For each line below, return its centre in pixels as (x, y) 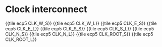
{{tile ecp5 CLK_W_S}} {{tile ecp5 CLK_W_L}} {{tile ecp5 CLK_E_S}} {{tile (81, 23)
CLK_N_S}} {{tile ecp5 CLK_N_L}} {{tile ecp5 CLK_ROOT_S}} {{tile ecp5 (79, 34)
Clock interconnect (46, 9)
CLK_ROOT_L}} (21, 39)
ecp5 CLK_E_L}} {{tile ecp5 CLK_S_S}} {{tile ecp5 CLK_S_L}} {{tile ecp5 (80, 28)
